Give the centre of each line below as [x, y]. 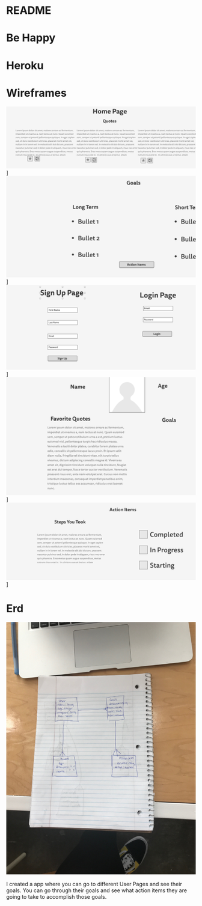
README [29, 11]
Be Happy [31, 38]
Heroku [25, 65]
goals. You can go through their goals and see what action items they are [97, 890]
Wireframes [37, 93]
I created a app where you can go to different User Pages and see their [94, 884]
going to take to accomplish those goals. [57, 896]
